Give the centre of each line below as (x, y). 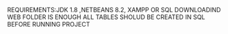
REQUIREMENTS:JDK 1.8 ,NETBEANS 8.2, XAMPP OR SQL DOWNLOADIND (114, 10)
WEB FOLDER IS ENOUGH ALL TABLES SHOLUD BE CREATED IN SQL (106, 17)
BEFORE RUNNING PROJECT (49, 24)
